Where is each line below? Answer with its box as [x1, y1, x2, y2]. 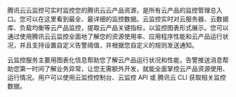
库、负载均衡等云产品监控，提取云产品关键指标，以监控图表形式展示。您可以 [7, 24, 229, 31]
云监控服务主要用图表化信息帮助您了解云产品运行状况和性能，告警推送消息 [7, 56, 223, 64]
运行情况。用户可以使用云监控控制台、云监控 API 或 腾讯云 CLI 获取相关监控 [7, 73, 226, 82]
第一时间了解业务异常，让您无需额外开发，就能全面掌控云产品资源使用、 [19, 65, 229, 73]
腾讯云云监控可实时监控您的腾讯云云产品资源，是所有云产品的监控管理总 [7, 6, 216, 14]
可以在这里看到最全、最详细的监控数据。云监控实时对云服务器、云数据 [25, 15, 229, 23]
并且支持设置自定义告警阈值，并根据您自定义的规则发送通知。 [19, 41, 198, 49]
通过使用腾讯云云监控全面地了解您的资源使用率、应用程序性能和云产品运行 [7, 32, 223, 40]
